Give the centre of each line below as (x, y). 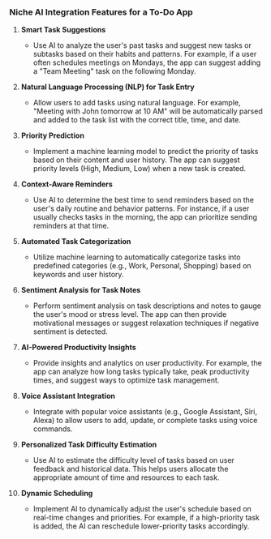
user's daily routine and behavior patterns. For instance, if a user (141, 208)
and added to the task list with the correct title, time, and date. (137, 120)
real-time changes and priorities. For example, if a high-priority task (146, 518)
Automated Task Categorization (76, 242)
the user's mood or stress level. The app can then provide (130, 314)
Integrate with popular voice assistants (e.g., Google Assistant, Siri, (145, 412)
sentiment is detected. (70, 332)
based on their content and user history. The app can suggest (136, 160)
